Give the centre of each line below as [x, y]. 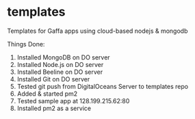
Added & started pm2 [47, 94]
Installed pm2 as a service [54, 108]
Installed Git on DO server [53, 79]
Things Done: [26, 44]
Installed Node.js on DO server [60, 64]
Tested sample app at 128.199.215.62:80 [73, 101]
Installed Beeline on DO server [60, 72]
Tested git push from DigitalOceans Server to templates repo [103, 86]
